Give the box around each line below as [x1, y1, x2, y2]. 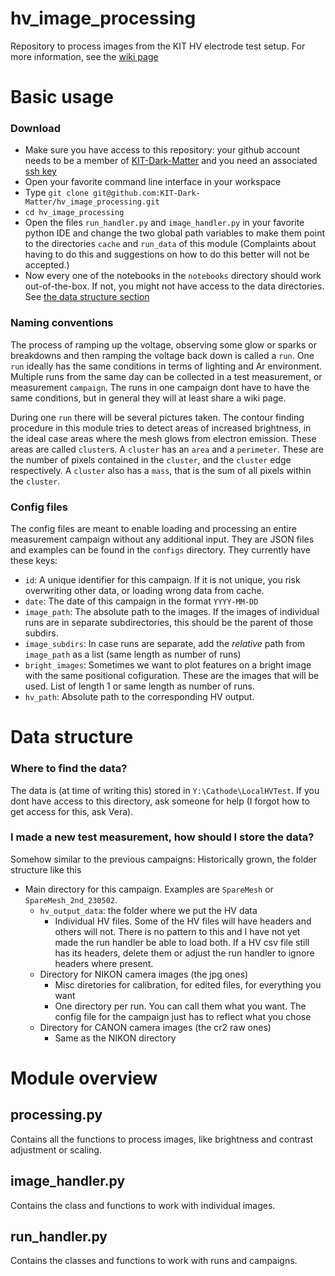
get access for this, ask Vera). [10, 805, 134, 817]
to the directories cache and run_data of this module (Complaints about [24, 238, 317, 250]
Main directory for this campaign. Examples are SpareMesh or [24, 883, 274, 895]
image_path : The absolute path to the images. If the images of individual [24, 606, 320, 618]
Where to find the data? [10, 762, 128, 776]
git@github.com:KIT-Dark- [93, 188, 201, 199]
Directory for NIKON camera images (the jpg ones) [39, 968, 249, 980]
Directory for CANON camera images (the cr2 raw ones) [39, 1021, 272, 1033]
